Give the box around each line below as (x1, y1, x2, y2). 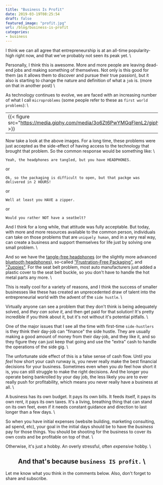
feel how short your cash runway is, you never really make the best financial (5, 358, 157, 364)
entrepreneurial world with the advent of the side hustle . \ (5, 294, 122, 300)
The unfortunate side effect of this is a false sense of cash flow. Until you (5, 353, 151, 359)
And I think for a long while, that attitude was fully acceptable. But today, (5, 224, 150, 229)
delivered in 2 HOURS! (5, 179, 51, 184)
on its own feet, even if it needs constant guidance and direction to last (5, 404, 147, 410)
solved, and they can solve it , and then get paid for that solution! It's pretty (5, 308, 154, 314)
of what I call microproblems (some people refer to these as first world (5, 97, 148, 103)
